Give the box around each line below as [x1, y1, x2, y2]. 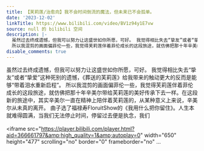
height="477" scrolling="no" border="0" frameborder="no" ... [6, 138, 161, 145]
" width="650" [140, 132, 177, 139]
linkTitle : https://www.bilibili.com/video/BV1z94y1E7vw [6, 20, 154, 26]
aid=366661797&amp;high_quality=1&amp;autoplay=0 [6, 132, 141, 139]
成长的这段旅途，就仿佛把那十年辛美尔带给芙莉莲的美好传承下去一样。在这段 [6, 89, 198, 96]
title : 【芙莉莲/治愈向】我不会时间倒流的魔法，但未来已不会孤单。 [6, 9, 155, 15]
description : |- [6, 32, 47, 38]
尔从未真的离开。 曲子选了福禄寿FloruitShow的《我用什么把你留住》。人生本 [6, 104, 195, 111]
